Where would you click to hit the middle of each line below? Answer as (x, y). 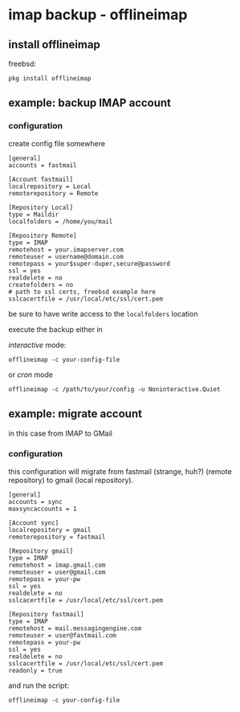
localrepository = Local (50, 186)
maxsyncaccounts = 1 (43, 509)
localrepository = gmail (50, 530)
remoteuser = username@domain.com (66, 256)
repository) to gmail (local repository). (71, 480)
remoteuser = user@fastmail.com (62, 635)
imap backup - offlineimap (98, 15)
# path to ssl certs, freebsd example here (82, 292)
